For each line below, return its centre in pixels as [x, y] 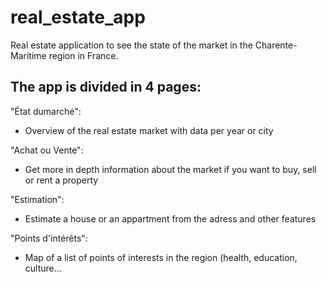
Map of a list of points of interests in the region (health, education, [161, 257]
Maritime [28, 55]
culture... [43, 268]
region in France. [83, 55]
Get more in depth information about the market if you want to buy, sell [170, 169]
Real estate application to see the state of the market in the [131, 45]
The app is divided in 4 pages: [106, 87]
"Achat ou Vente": [47, 150]
